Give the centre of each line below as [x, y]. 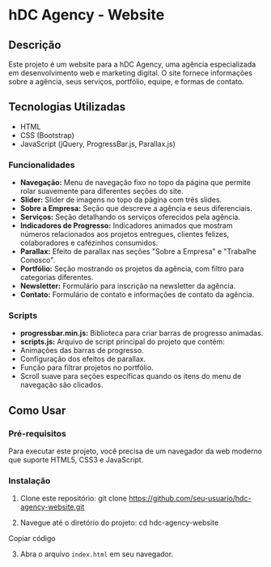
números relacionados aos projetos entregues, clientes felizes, [125, 234]
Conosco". [38, 260]
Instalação [30, 481]
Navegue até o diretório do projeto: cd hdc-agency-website [119, 523]
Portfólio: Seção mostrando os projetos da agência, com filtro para [132, 268]
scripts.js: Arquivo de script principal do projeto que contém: [122, 341]
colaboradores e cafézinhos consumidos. [89, 243]
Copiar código [32, 539]
